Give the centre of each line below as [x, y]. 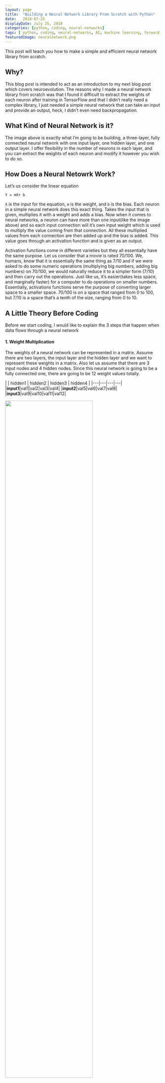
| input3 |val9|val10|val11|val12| [36, 394]
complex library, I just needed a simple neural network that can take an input [82, 105]
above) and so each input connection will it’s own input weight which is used [83, 225]
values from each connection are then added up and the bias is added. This [82, 236]
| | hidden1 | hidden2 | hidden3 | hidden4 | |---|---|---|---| [64, 383]
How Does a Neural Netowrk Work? [60, 174]
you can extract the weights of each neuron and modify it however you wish [82, 153]
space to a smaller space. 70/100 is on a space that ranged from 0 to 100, [80, 292]
